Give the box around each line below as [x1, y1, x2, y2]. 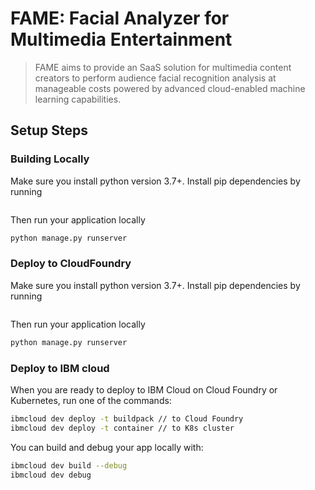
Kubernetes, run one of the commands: [10, 394, 172, 406]
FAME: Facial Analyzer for [10, 7, 230, 30]
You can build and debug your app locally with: [10, 441, 204, 453]
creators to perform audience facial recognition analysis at [34, 72, 277, 84]
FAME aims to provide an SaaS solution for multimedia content [34, 61, 292, 73]
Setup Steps [10, 122, 88, 139]
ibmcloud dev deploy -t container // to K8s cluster [10, 423, 235, 433]
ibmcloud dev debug [10, 470, 92, 480]
